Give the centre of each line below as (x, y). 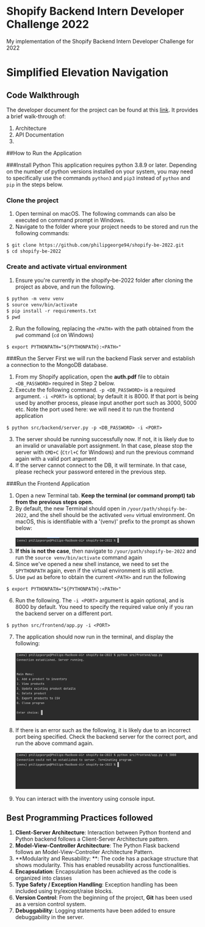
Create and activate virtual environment (67, 267)
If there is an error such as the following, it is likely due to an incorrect (103, 730)
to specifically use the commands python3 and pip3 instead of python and (98, 178)
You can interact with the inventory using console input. (85, 798)
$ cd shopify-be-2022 (34, 252)
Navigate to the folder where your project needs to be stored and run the (106, 227)
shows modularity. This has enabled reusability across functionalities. (103, 865)
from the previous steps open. (54, 502)
